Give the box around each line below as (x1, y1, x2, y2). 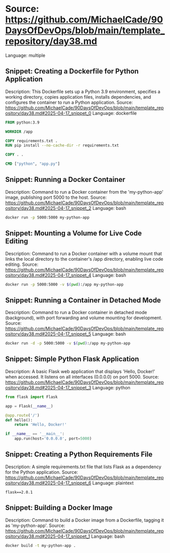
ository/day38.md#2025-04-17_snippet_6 (5, 480, 91, 486)
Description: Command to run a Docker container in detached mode (5, 310, 147, 316)
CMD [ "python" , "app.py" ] (5, 161, 60, 167)
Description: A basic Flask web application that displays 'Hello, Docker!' (5, 368, 156, 374)
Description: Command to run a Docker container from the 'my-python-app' (5, 189, 164, 195)
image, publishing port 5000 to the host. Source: (5, 194, 107, 200)
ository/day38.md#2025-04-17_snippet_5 (5, 331, 91, 337)
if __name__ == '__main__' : (5, 432, 65, 437)
